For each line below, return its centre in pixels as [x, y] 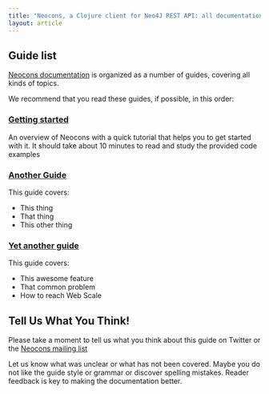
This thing [36, 207]
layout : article [35, 23]
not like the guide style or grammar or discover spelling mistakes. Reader [129, 372]
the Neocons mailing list [48, 348]
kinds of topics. [34, 83]
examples [24, 154]
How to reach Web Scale [61, 295]
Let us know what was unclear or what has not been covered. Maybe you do [134, 364]
